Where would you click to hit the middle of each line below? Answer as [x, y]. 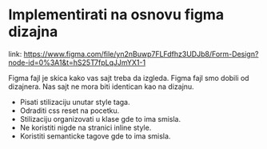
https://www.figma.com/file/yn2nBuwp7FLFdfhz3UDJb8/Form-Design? [141, 54]
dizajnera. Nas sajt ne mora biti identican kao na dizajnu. [101, 87]
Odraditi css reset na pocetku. [70, 111]
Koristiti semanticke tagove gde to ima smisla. [95, 136]
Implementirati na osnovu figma [116, 15]
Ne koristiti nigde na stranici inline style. [86, 127]
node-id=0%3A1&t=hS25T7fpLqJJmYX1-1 [77, 62]
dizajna [33, 32]
